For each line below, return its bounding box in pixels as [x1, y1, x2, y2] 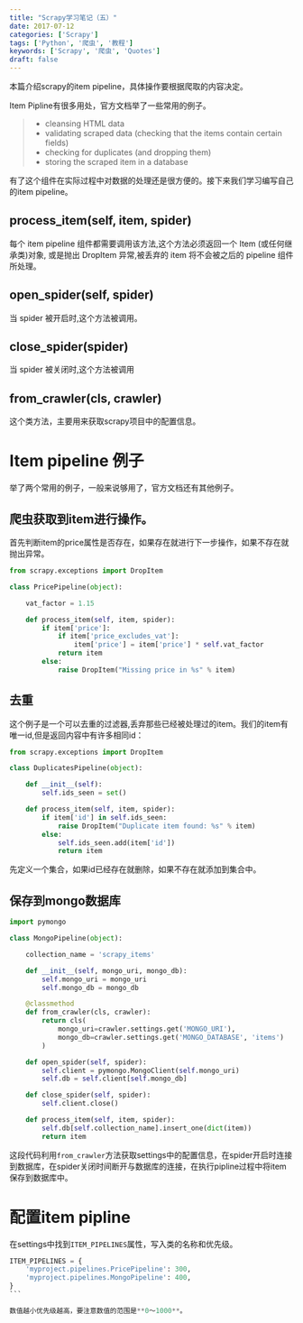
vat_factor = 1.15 [25, 599, 95, 608]
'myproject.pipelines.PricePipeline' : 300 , [25, 1264, 192, 1274]
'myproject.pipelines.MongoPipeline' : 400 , [25, 1273, 192, 1282]
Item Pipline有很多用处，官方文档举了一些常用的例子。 [9, 100, 211, 111]
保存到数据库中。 [9, 1171, 73, 1182]
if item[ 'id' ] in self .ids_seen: [41, 813, 168, 822]
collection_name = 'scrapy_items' [25, 950, 155, 959]
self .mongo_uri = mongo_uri [41, 975, 147, 984]
